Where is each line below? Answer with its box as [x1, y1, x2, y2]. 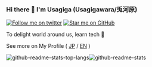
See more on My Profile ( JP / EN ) [6, 42, 91, 50]
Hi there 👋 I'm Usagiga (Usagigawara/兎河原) [6, 5, 138, 13]
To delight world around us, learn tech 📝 [6, 31, 105, 38]
